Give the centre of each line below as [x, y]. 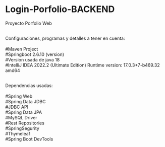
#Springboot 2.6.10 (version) [35, 54]
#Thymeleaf [18, 133]
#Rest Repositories [25, 123]
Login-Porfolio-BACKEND [60, 9]
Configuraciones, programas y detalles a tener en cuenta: [65, 38]
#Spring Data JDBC [25, 101]
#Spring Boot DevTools [29, 139]
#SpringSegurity [22, 128]
